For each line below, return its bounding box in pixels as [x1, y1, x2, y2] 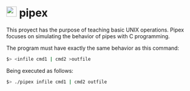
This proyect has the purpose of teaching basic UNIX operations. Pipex [6, 26, 184, 33]
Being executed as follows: [6, 67, 74, 74]
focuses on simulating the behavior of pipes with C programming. [6, 32, 170, 39]
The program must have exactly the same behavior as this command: [6, 44, 180, 52]
